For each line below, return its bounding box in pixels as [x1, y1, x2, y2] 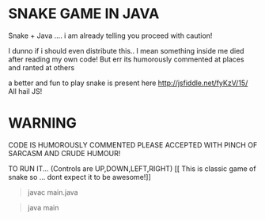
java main [27, 203, 59, 212]
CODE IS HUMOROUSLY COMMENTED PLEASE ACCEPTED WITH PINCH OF [8, 140, 258, 150]
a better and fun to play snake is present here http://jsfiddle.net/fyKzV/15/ [8, 78, 248, 88]
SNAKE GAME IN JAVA [8, 5, 160, 23]
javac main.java [27, 187, 78, 197]
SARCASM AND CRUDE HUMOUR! [8, 148, 121, 158]
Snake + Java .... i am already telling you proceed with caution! [8, 31, 213, 40]
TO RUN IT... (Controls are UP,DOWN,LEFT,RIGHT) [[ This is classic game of [8, 163, 256, 173]
